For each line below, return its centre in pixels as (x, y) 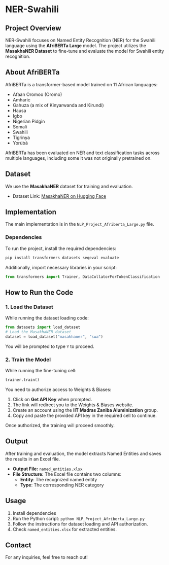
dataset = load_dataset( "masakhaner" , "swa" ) (54, 337)
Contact (18, 545)
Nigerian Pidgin (29, 121)
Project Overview (33, 28)
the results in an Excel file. (33, 459)
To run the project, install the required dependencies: (61, 248)
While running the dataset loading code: (47, 318)
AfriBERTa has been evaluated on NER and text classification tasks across (82, 153)
